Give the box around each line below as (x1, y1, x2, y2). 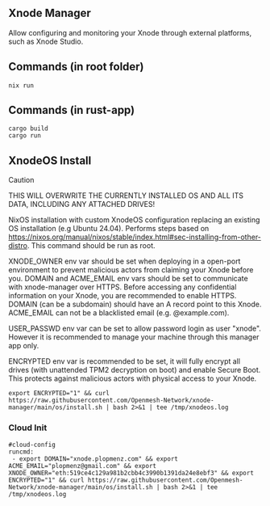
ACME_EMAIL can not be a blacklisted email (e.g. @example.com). (8, 308, 230, 318)
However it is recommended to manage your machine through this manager (8, 332, 260, 342)
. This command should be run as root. (27, 241, 156, 251)
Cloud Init (8, 422, 48, 433)
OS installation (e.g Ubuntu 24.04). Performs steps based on (8, 224, 210, 234)
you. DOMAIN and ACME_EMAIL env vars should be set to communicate (8, 274, 248, 284)
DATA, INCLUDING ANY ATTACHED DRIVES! (8, 200, 156, 209)
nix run (8, 81, 35, 90)
